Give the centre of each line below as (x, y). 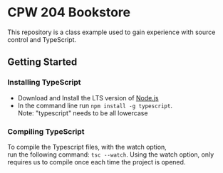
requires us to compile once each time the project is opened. (97, 162)
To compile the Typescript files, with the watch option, (87, 147)
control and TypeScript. (42, 39)
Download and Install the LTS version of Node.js (88, 98)
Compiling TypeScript (46, 131)
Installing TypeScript (44, 83)
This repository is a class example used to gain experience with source (111, 32)
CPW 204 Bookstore (69, 12)
